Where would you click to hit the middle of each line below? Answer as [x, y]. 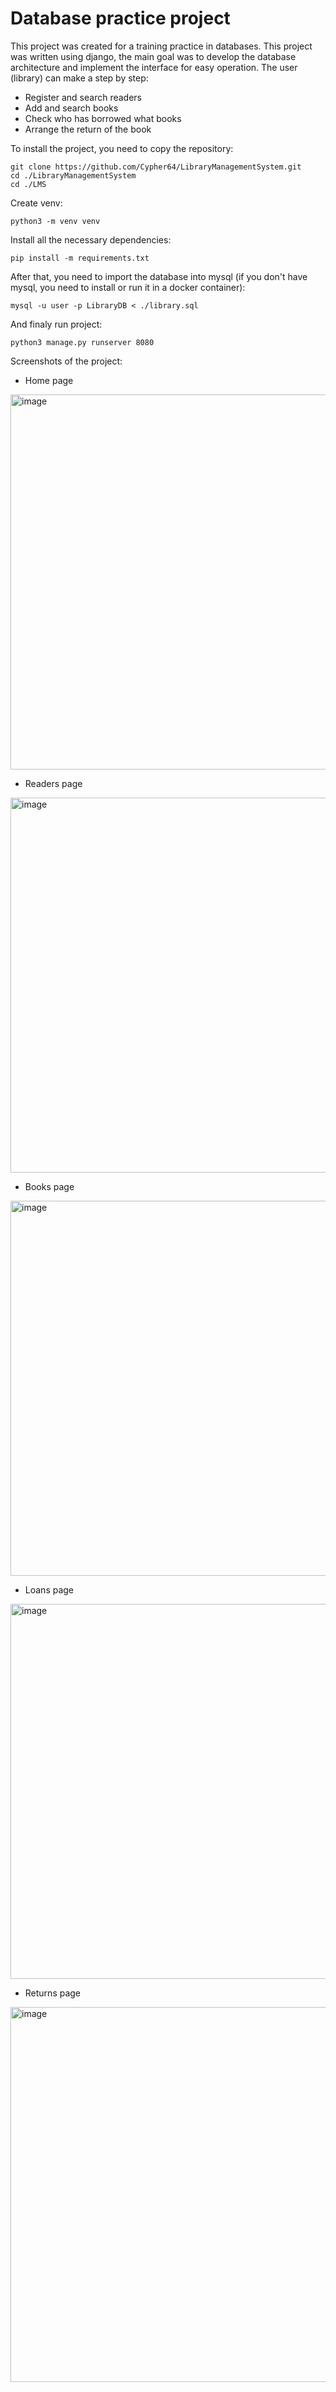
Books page [49, 1186]
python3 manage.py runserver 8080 [82, 342]
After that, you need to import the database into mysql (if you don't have [159, 276]
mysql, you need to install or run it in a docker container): [128, 287]
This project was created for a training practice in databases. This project [161, 46]
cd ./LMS [28, 184]
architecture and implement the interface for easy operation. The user [154, 67]
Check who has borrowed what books [103, 118]
